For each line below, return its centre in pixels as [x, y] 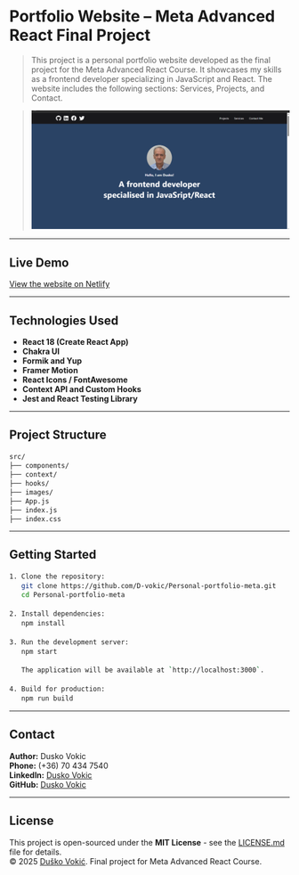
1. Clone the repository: [57, 577]
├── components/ [39, 465]
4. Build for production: [57, 689]
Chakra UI [41, 352]
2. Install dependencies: [57, 614]
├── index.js [33, 510]
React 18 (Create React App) [75, 342]
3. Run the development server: [69, 642]
